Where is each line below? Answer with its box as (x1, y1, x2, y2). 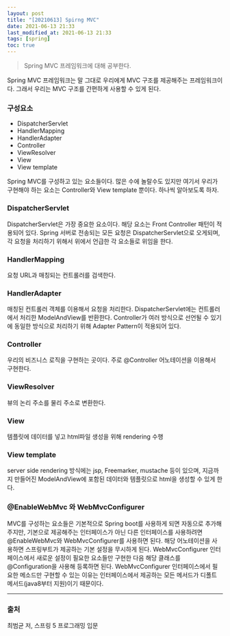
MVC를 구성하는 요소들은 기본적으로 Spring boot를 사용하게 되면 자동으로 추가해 (7, 519, 222, 528)
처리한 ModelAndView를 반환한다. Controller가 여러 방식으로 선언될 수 (19, 313, 209, 322)
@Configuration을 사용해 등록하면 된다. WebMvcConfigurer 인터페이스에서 (7, 562, 211, 570)
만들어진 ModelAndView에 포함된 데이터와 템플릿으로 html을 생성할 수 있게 (14, 475, 216, 483)
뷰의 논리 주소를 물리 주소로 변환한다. (7, 398, 106, 406)
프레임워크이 (189, 76, 223, 84)
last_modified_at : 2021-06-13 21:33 (7, 29, 112, 36)
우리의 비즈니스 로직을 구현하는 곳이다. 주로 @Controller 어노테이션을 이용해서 (7, 356, 216, 364)
